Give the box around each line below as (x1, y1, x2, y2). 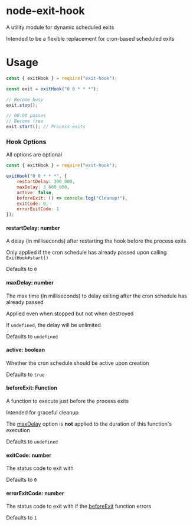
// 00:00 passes (6, 113, 46, 119)
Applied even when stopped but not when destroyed (6, 310, 134, 317)
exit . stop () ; (6, 102, 38, 108)
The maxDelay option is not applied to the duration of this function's (6, 420, 172, 427)
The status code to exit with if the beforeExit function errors (6, 503, 152, 510)
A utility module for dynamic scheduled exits (6, 24, 115, 31)
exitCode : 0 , (17, 201, 49, 207)
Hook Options (6, 138, 47, 146)
